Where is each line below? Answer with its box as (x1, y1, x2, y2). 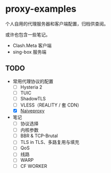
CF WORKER (20, 163, 48, 169)
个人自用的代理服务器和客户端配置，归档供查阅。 (5, 20, 108, 27)
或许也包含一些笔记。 (5, 31, 50, 37)
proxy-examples (5, 3, 77, 15)
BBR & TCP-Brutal (20, 133, 58, 139)
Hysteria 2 (20, 84, 42, 90)
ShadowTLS (20, 95, 46, 101)
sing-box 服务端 (12, 49, 47, 55)
